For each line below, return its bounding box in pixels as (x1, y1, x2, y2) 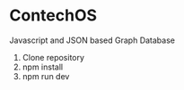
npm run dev (22, 70, 70, 81)
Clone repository (22, 52, 85, 62)
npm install (22, 61, 64, 72)
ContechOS (9, 5, 97, 26)
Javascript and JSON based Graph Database (9, 35, 175, 45)
